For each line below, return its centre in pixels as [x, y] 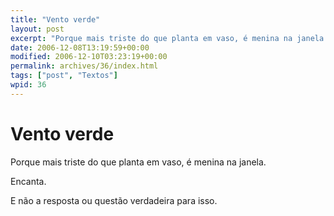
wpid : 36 [28, 85]
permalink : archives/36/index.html [84, 66]
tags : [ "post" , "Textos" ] [64, 76]
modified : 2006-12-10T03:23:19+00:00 [89, 57]
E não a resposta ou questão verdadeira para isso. [114, 200]
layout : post [37, 29]
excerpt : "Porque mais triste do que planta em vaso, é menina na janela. [169, 38]
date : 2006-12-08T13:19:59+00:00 [80, 47]
